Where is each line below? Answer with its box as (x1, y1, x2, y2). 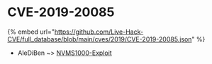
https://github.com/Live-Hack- (54, 27, 144, 36)
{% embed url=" (7, 27, 55, 36)
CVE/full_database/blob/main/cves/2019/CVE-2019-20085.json (7, 34, 192, 43)
